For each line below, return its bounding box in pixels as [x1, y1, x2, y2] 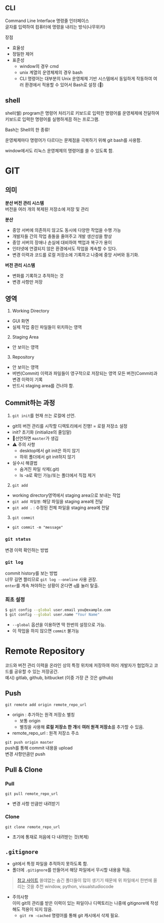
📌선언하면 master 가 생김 [12, 436, 59, 442]
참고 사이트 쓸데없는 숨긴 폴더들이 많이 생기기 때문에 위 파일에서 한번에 [17, 877, 152, 884]
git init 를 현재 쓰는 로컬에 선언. [12, 412, 76, 418]
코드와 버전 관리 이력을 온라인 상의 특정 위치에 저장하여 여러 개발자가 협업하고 [5, 662, 153, 668]
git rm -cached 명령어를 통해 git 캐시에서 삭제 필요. [19, 913, 120, 919]
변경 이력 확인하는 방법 [5, 547, 49, 553]
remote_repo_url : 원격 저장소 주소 [12, 730, 80, 736]
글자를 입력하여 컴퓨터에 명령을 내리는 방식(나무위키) [5, 24, 106, 30]
